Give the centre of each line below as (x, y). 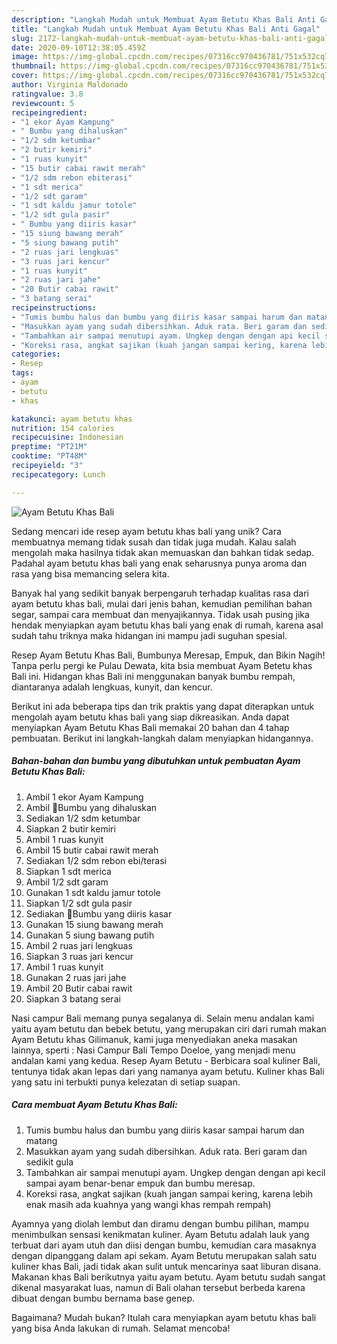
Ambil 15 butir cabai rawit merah (92, 850)
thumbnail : (34, 66)
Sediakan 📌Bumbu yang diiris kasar (99, 913)
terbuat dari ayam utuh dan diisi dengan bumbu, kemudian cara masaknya (164, 1245)
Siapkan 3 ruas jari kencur (79, 956)
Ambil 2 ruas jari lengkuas (79, 945)
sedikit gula (49, 1162)
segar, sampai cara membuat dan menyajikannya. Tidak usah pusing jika (160, 614)
